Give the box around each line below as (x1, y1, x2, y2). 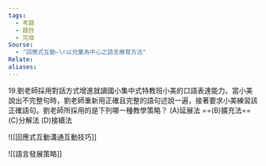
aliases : (8, 63, 37, 71)
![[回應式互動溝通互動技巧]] (8, 132, 97, 141)
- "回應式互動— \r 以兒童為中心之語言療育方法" (15, 48, 146, 56)
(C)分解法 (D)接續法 (8, 115, 73, 125)
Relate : (8, 56, 34, 64)
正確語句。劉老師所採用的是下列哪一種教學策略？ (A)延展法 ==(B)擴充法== (8, 105, 252, 115)
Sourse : (8, 41, 34, 49)
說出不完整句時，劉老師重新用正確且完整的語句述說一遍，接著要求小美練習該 (8, 96, 258, 105)
